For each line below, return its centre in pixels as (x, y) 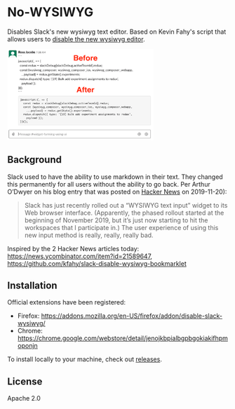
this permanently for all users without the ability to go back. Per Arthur (109, 184)
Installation (32, 286)
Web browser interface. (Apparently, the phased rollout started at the (124, 213)
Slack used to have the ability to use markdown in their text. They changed (115, 177)
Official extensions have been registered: (67, 302)
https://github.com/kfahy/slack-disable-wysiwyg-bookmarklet (97, 263)
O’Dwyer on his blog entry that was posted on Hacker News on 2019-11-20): (117, 192)
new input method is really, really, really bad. (89, 235)
